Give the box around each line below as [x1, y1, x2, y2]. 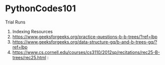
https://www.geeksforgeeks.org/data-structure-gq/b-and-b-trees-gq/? [12, 39, 157, 44]
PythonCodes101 [5, 3, 76, 14]
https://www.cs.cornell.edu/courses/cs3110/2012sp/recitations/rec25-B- [12, 49, 160, 55]
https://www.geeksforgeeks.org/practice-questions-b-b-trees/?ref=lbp [12, 34, 158, 40]
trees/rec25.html [12, 54, 46, 60]
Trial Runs [5, 19, 26, 25]
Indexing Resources [12, 28, 53, 34]
